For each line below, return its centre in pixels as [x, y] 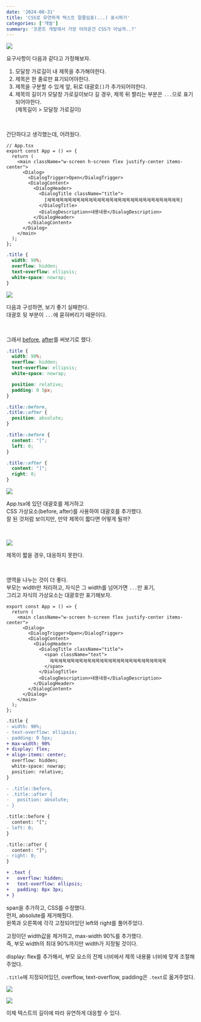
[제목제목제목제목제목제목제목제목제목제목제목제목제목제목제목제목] [114, 200]
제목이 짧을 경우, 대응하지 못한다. [45, 555]
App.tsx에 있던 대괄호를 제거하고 [45, 504]
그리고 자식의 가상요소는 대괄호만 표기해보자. [59, 595]
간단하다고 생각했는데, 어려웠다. [44, 134]
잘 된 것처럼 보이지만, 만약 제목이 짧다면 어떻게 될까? [68, 519]
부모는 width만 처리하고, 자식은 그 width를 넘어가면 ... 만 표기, [81, 587]
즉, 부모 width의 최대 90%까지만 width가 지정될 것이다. [72, 943]
